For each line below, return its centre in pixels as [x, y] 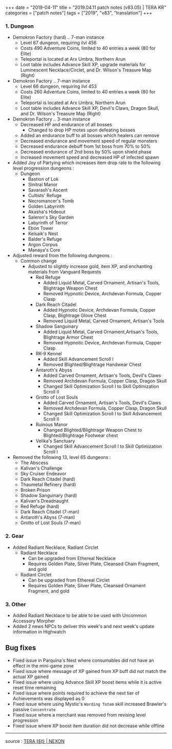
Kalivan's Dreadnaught [44, 501]
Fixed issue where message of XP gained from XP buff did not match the [89, 671]
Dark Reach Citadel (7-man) [50, 512]
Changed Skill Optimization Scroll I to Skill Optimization [101, 387]
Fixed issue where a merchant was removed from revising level [79, 715]
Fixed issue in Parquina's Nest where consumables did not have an [83, 660]
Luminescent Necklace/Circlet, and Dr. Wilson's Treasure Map [86, 70]
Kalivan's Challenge [41, 468]
